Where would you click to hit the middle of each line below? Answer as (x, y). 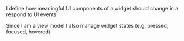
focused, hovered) (28, 32)
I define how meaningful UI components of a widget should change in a (92, 8)
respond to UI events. (32, 14)
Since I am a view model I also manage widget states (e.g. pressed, (87, 26)
